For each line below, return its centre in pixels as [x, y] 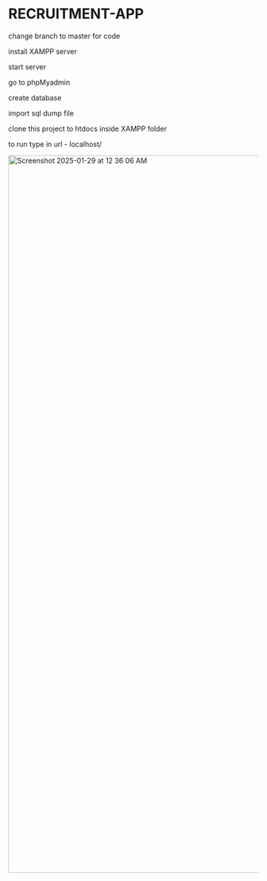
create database [35, 97]
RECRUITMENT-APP [76, 14]
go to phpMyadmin [39, 82]
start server [27, 67]
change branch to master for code [64, 36]
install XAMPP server [43, 51]
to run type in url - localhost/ [55, 144]
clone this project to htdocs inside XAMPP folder [87, 128]
